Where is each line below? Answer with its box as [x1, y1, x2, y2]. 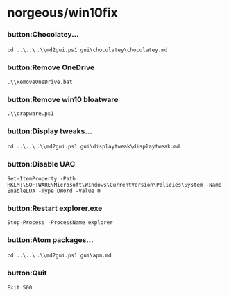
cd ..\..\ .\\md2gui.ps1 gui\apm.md [7, 252, 112, 260]
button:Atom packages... [7, 235, 94, 244]
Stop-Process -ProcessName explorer [7, 219, 113, 226]
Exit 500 [7, 284, 33, 291]
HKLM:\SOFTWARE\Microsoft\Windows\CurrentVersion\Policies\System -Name [7, 181, 222, 188]
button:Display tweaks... [7, 126, 92, 136]
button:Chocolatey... [7, 30, 79, 40]
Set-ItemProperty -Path [7, 175, 76, 182]
